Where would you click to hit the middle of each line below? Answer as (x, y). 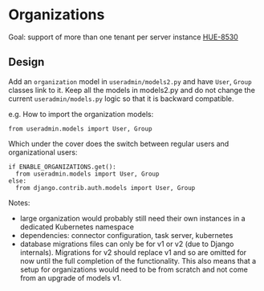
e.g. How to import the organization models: (81, 114)
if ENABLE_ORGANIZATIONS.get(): (62, 167)
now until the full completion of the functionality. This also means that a (138, 261)
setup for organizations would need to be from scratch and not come (134, 269)
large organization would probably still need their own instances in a (133, 218)
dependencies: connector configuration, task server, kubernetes (126, 235)
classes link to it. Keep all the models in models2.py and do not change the (132, 90)
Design (26, 62)
